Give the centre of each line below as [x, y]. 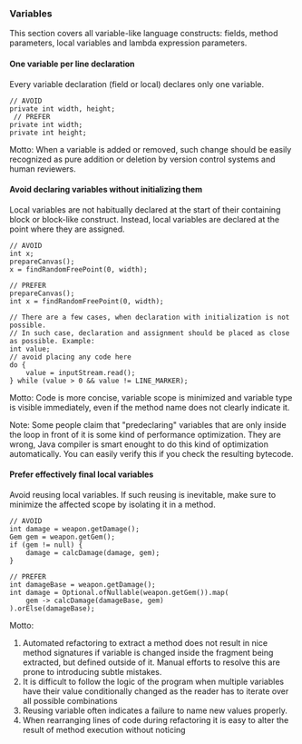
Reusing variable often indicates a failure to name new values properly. [155, 710]
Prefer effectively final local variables [82, 474]
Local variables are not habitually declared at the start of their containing [145, 209]
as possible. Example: [52, 341]
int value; [30, 349]
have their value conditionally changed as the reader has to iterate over [156, 691]
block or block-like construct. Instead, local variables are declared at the [144, 219]
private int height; [49, 133]
